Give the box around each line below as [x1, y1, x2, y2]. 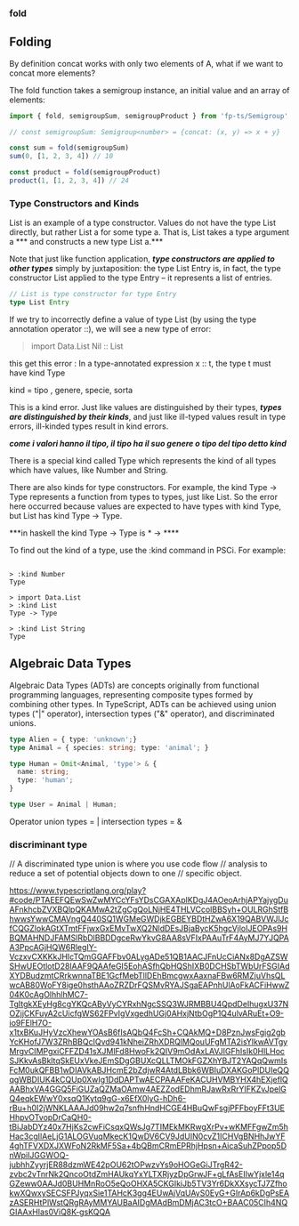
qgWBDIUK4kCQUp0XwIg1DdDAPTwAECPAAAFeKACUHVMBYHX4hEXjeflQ [9, 1075, 289, 1085]
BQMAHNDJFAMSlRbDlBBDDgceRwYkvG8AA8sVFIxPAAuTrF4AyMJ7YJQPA [9, 932, 289, 943]
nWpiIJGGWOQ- [9, 1150, 69, 1161]
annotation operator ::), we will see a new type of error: [9, 324, 212, 335]
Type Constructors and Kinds [9, 197, 140, 209]
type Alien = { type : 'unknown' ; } [9, 735, 138, 744]
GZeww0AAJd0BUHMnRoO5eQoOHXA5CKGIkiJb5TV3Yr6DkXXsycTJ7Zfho [9, 1178, 287, 1190]
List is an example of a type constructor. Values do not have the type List [9, 217, 277, 229]
